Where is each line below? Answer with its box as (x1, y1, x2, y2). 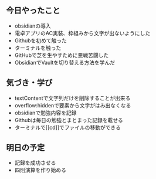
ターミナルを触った (14, 44, 62, 51)
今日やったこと (6, 5, 60, 16)
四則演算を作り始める (14, 167, 66, 174)
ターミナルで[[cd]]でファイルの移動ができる (14, 124, 121, 131)
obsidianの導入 (14, 22, 51, 29)
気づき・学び (6, 78, 53, 88)
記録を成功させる (14, 159, 56, 166)
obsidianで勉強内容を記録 (14, 109, 77, 116)
